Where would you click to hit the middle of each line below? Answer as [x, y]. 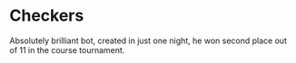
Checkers [47, 16]
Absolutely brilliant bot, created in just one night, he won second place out [148, 40]
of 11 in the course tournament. [67, 49]
